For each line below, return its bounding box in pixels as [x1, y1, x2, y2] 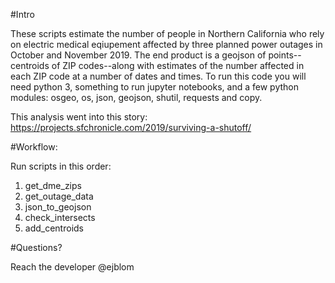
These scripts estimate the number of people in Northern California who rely [10, 28, 325, 39]
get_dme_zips [24, 180, 82, 191]
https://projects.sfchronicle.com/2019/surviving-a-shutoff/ [10, 122, 252, 133]
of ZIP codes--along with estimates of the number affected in [51, 60, 305, 71]
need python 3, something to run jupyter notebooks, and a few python [10, 81, 299, 93]
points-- [268, 49, 302, 61]
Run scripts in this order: [10, 160, 112, 172]
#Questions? [10, 242, 63, 253]
